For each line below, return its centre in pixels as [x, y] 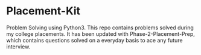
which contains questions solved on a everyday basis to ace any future [94, 40]
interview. [18, 47]
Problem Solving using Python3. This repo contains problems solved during [100, 27]
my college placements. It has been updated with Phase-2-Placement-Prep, [101, 33]
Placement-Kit [43, 11]
